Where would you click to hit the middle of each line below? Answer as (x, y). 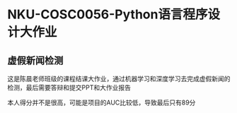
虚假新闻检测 (35, 60)
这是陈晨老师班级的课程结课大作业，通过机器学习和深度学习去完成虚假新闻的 (119, 79)
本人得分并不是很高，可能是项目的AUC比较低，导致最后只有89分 (102, 102)
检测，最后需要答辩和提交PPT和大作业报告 (69, 88)
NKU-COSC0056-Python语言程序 (108, 14)
